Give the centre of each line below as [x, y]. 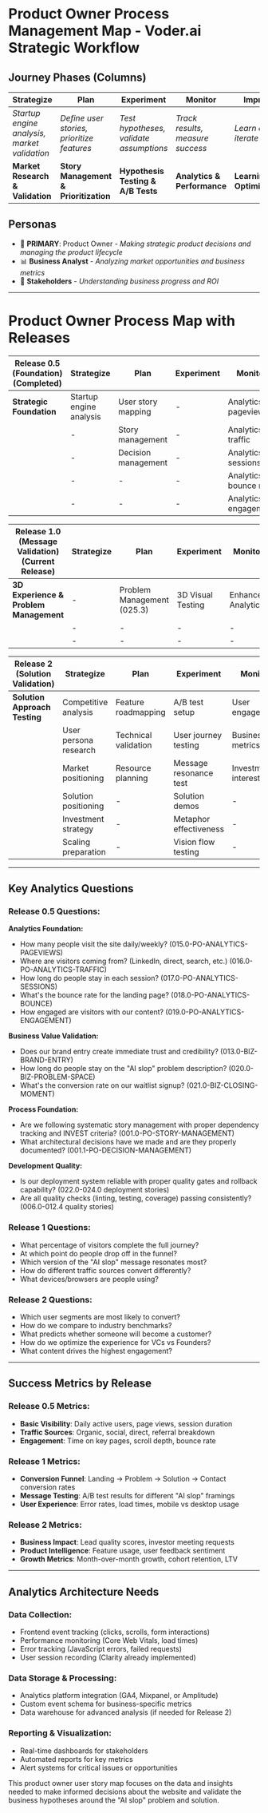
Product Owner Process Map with [122, 321]
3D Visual [195, 594]
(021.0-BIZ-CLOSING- [222, 1085]
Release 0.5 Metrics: [49, 1406]
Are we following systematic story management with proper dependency [139, 1125]
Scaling [77, 842]
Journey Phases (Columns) [77, 77]
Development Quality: [45, 1166]
